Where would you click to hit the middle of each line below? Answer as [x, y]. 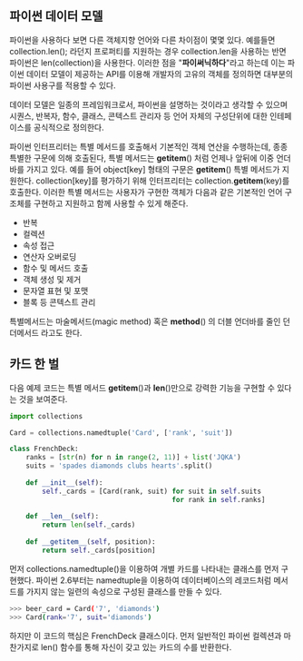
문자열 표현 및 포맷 [55, 291]
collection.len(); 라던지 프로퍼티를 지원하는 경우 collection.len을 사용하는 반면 [148, 51]
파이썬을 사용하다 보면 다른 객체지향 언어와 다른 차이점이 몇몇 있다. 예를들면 [142, 40]
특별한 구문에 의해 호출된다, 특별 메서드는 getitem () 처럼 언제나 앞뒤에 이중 [142, 158]
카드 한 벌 [34, 365]
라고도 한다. [61, 332]
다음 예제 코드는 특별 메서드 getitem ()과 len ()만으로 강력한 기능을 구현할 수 [142, 388]
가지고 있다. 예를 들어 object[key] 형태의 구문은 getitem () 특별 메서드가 [153, 169]
